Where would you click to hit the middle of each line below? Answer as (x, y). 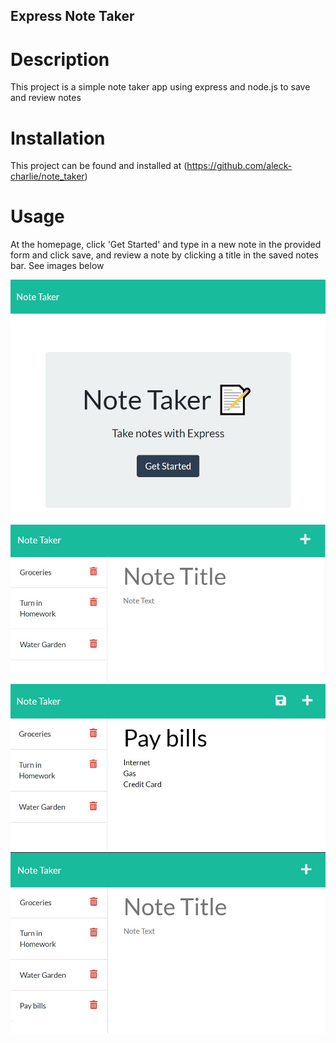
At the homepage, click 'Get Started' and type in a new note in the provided (166, 245)
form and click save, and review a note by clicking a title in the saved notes (164, 255)
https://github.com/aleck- (239, 166)
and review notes (46, 98)
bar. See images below (57, 266)
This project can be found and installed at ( (99, 166)
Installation (58, 138)
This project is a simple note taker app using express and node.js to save (160, 87)
